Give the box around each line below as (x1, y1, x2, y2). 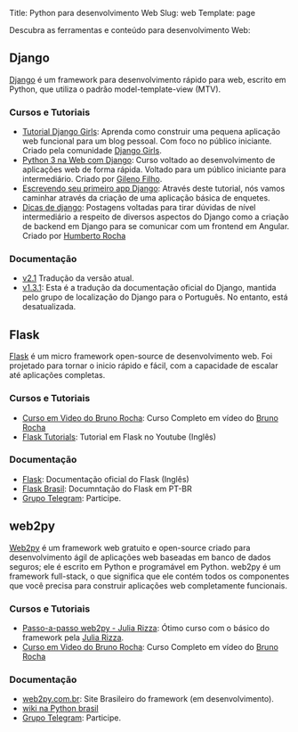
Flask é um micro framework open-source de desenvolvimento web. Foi (9, 351, 273, 362)
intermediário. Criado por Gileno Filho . (21, 174, 163, 185)
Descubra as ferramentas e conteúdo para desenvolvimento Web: (9, 25, 251, 35)
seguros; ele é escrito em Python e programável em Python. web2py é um (9, 561, 282, 572)
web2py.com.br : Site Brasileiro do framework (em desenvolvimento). (21, 694, 274, 704)
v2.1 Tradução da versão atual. (21, 273, 135, 284)
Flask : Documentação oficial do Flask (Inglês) (21, 473, 189, 484)
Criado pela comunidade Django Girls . (21, 145, 162, 156)
